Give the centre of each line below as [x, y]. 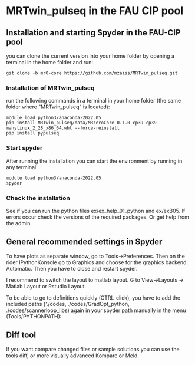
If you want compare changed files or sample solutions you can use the [93, 349]
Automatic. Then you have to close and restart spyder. [72, 268]
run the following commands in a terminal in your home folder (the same [94, 101]
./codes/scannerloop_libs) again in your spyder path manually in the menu [96, 310]
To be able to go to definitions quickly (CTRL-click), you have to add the [93, 297]
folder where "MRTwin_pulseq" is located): [58, 107]
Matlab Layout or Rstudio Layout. [46, 286]
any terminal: [22, 167]
